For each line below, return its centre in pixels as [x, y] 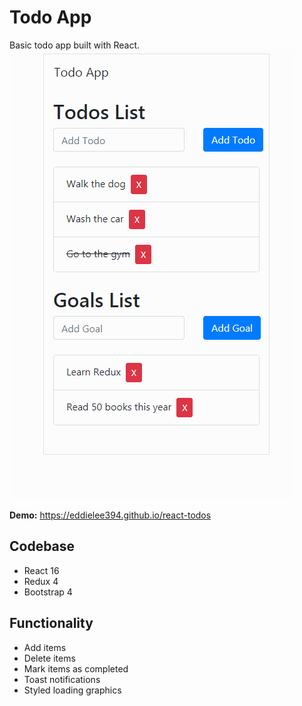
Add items [45, 647]
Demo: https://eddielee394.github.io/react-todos [110, 515]
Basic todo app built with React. [74, 45]
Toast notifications [62, 679]
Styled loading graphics [72, 690]
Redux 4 [41, 581]
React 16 [41, 570]
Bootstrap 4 [48, 592]
